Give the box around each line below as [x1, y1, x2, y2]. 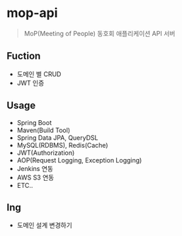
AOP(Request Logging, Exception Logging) [16, 155, 142, 164]
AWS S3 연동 [16, 173, 55, 182]
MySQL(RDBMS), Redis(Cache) [16, 141, 108, 149]
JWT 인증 [16, 78, 45, 87]
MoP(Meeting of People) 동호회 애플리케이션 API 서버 [23, 29, 176, 37]
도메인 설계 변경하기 [16, 221, 72, 230]
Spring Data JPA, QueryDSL [16, 133, 98, 142]
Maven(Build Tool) [16, 126, 71, 134]
